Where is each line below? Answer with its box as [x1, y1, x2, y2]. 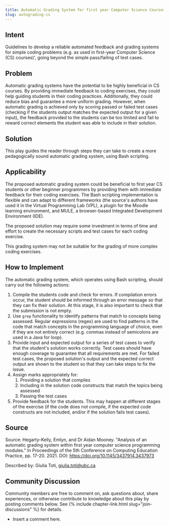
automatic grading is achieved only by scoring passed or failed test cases [5, 104, 158, 110]
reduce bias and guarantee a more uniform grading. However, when [5, 98, 146, 104]
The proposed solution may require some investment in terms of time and [5, 223, 157, 229]
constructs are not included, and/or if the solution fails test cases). [12, 409, 150, 415]
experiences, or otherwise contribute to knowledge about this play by [5, 496, 149, 502]
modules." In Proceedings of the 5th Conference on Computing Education [5, 448, 158, 454]
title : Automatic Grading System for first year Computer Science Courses [5, 7, 165, 13]
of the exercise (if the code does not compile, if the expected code [12, 403, 151, 409]
